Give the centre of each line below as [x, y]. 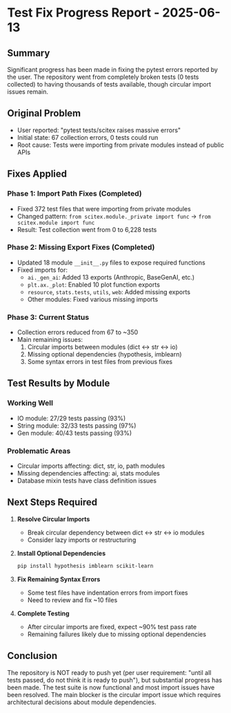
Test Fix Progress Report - [83, 13]
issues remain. [28, 92]
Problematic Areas [39, 451]
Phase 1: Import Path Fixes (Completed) [75, 194]
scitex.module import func [56, 223]
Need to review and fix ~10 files [72, 599]
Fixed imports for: [42, 270]
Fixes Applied [37, 174]
